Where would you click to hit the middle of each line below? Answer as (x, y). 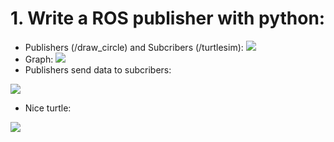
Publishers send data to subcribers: (98, 69)
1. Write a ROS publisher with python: (168, 18)
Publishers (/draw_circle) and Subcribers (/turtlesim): (134, 47)
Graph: (39, 59)
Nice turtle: (48, 108)
